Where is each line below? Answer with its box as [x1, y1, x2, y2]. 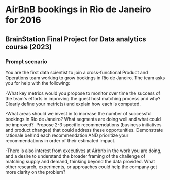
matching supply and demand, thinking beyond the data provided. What [5, 158, 155, 164]
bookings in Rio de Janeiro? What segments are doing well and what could [5, 116, 161, 122]
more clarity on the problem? [5, 169, 66, 175]
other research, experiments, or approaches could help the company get [5, 164, 157, 170]
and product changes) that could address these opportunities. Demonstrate [5, 127, 163, 133]
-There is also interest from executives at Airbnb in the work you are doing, [5, 147, 162, 154]
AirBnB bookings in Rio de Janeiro [5, 4, 151, 15]
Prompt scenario [5, 57, 47, 65]
